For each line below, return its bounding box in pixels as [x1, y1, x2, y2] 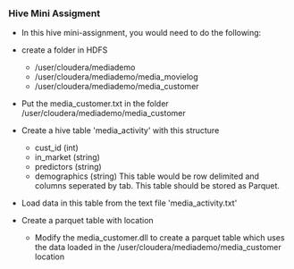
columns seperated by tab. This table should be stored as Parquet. [34, 181, 281, 191]
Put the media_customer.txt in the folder [21, 98, 169, 109]
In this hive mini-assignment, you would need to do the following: [21, 28, 262, 38]
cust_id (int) [34, 142, 80, 154]
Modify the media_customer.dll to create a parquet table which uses [34, 232, 285, 243]
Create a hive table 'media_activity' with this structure [21, 125, 220, 136]
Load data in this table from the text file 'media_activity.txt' [21, 198, 238, 208]
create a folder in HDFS [21, 45, 108, 55]
